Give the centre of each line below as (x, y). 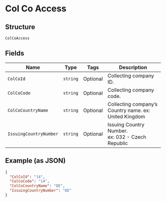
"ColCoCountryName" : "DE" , (37, 186)
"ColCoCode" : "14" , (30, 181)
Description (133, 67)
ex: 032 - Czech (127, 137)
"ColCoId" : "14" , (27, 177)
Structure (20, 27)
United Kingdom (126, 116)
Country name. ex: (129, 110)
